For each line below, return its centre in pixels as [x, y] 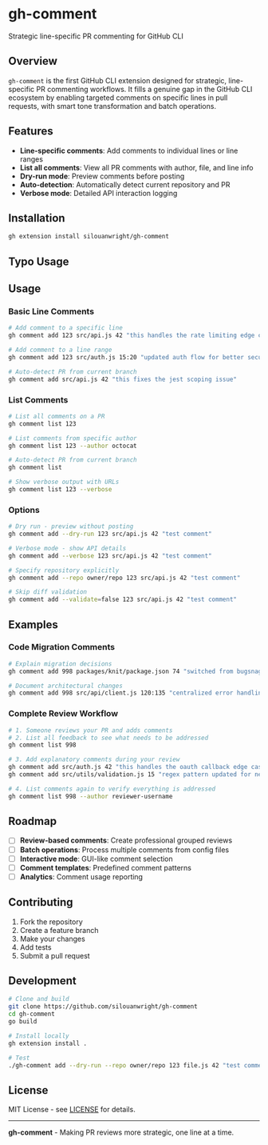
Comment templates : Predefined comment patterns [105, 867]
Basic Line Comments [51, 311]
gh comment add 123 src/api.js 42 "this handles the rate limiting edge [132, 336]
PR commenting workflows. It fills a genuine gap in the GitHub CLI [144, 89]
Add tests [35, 947]
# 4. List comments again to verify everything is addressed [112, 789]
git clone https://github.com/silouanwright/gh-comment [103, 1007]
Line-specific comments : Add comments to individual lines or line [129, 150]
